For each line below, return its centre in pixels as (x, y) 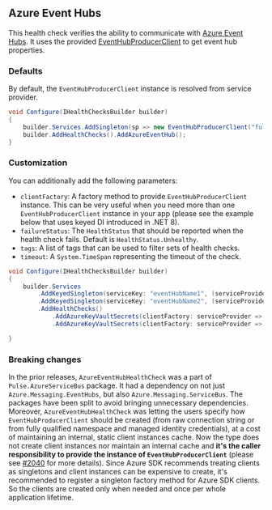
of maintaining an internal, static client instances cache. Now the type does (134, 437)
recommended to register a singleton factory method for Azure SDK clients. (134, 480)
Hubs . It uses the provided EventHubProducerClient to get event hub (123, 41)
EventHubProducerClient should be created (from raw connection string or (132, 419)
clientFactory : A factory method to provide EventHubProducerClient (134, 196)
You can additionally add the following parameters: (93, 181)
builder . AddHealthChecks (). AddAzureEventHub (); (104, 134)
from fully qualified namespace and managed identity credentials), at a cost (134, 428)
